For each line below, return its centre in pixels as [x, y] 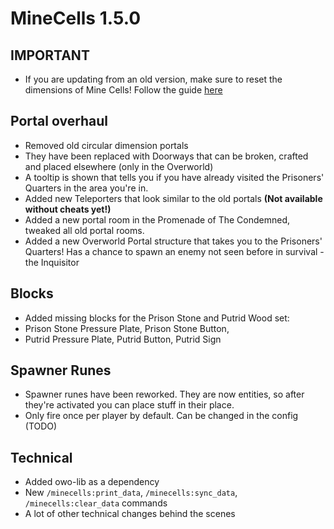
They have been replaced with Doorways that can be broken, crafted [166, 156]
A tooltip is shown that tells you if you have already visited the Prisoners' [174, 177]
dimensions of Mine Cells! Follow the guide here [123, 90]
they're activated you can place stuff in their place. [129, 405]
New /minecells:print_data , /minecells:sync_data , [131, 493]
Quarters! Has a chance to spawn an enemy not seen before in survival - [174, 251]
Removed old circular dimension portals [106, 145]
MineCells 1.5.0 [76, 18]
